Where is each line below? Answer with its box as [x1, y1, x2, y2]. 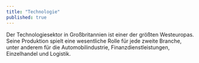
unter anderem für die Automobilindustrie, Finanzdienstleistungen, [6, 43, 170, 51]
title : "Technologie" [6, 8, 61, 15]
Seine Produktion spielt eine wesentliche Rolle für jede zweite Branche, [6, 37, 182, 44]
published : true [6, 14, 47, 20]
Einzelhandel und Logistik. [6, 50, 71, 57]
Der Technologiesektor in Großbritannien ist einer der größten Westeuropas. [6, 31, 194, 38]
